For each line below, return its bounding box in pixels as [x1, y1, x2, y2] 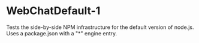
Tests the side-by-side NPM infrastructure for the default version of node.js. [6, 24, 194, 31]
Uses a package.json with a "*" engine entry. [6, 29, 117, 37]
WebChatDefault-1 [6, 4, 101, 18]
